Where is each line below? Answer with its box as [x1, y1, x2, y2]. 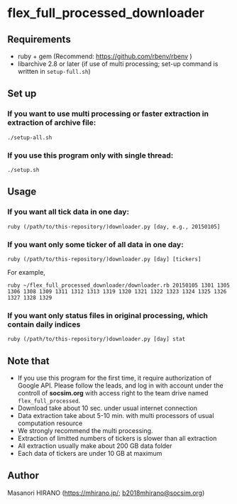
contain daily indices [7, 319, 81, 329]
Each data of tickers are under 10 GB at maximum [17, 449, 162, 458]
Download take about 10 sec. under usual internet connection [17, 404, 197, 412]
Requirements [7, 33, 71, 45]
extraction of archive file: [7, 118, 97, 128]
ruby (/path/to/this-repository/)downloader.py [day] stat [7, 336, 186, 343]
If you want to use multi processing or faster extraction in [7, 109, 209, 119]
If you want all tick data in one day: [7, 207, 130, 217]
